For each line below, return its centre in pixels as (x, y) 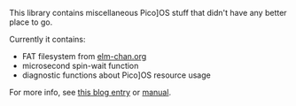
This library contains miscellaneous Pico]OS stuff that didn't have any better (148, 13)
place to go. (31, 22)
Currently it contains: (47, 39)
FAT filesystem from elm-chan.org (84, 56)
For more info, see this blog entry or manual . (90, 92)
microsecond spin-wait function (80, 66)
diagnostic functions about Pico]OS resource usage (116, 75)
